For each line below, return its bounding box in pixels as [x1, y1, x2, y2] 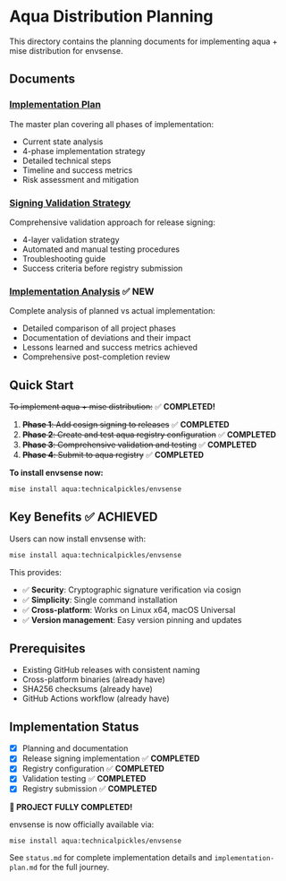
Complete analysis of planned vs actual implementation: [9, 306, 216, 316]
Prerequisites [9, 641, 86, 656]
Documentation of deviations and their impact [21, 333, 191, 343]
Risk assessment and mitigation [21, 174, 139, 185]
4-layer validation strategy [21, 234, 120, 245]
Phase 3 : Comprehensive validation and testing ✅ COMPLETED [21, 439, 257, 450]
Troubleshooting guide [21, 253, 106, 263]
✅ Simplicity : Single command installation [21, 594, 178, 605]
